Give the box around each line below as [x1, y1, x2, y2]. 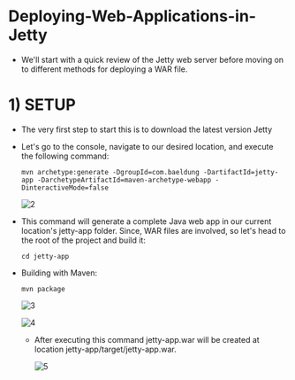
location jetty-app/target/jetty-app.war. [34, 344, 178, 354]
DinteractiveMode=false [20, 183, 110, 192]
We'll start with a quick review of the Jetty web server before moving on [20, 54, 284, 65]
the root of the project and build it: [20, 235, 147, 245]
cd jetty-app [20, 252, 70, 260]
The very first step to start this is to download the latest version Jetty [20, 124, 273, 135]
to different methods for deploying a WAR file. [20, 64, 188, 74]
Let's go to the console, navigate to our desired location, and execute [20, 141, 274, 151]
